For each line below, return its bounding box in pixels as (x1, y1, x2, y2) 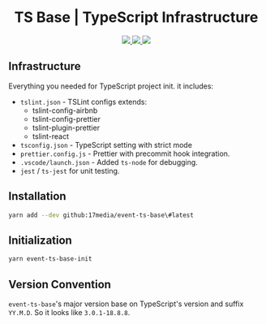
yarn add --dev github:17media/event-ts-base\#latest (8, 211, 195, 219)
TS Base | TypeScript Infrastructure (14, 8, 259, 27)
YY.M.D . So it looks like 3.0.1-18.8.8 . (8, 307, 131, 317)
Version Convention (8, 277, 112, 292)
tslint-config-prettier (32, 114, 101, 123)
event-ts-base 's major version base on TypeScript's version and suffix (8, 299, 244, 309)
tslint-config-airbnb (32, 106, 98, 115)
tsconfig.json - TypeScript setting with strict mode (19, 140, 193, 149)
